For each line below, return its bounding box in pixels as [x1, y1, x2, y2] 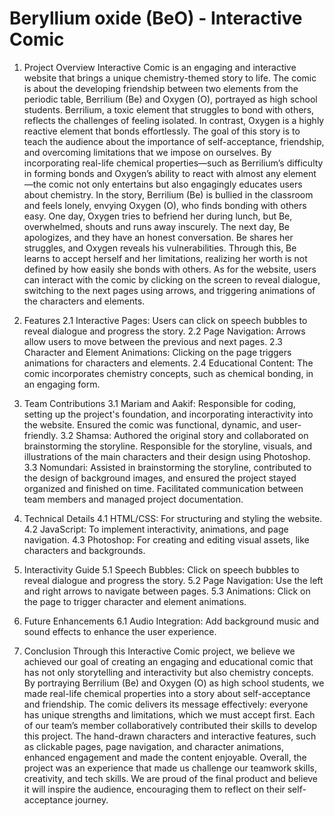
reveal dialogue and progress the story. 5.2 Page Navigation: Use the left [23, 574, 324, 586]
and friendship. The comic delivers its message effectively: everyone [23, 698, 309, 710]
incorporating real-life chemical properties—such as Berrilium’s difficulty [23, 157, 324, 169]
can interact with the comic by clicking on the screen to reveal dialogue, [23, 273, 321, 286]
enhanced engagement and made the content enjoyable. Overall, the [23, 751, 307, 763]
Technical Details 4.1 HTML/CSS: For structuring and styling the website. [23, 512, 323, 524]
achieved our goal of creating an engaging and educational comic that [23, 655, 314, 667]
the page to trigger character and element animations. [23, 595, 247, 607]
